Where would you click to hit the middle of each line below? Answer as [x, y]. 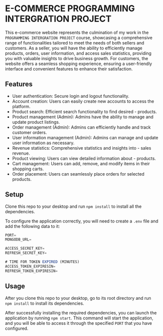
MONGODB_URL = [18, 240]
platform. [21, 106]
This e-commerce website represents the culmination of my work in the [77, 32]
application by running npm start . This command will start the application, [79, 318]
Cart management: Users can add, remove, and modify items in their [81, 163]
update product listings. [36, 122]
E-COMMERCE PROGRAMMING [70, 9]
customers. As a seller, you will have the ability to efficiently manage [74, 48]
